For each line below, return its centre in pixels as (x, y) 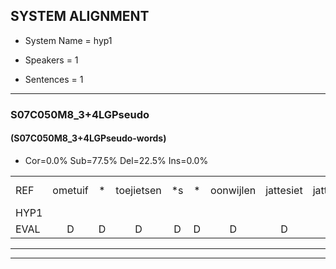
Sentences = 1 (54, 79)
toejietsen (138, 190)
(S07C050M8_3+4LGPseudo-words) (88, 138)
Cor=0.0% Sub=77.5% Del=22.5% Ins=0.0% (116, 160)
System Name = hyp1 (68, 40)
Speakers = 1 (51, 60)
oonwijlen (233, 190)
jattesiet (284, 190)
